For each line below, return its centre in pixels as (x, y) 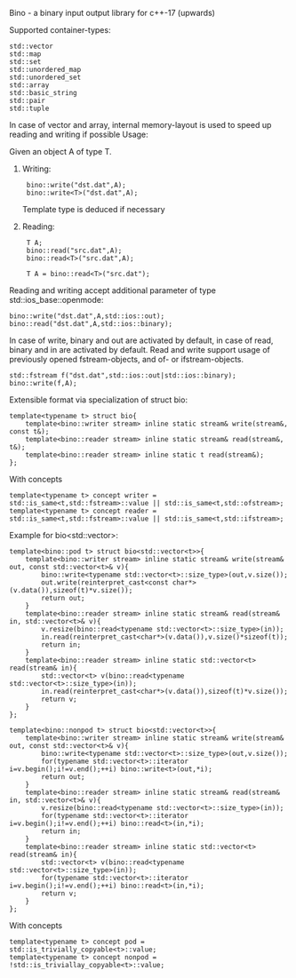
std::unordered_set (45, 77)
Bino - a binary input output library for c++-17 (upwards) (112, 13)
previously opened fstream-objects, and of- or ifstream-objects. (127, 359)
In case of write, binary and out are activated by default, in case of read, (141, 340)
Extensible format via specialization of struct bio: (99, 400)
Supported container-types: (60, 30)
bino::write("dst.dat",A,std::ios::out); (87, 316)
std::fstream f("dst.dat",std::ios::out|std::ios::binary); (123, 376)
